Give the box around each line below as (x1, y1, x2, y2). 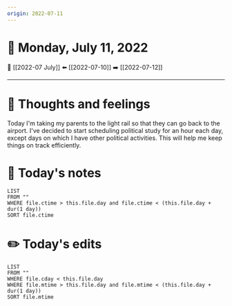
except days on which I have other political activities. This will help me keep (7, 134, 222, 142)
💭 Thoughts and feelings (7, 96, 151, 112)
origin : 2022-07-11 (7, 10, 64, 17)
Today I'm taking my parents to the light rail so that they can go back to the (7, 119, 220, 127)
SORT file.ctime (7, 212, 54, 219)
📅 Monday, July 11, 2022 (7, 39, 148, 55)
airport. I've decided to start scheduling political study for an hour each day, (7, 126, 223, 134)
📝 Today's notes (7, 165, 101, 181)
